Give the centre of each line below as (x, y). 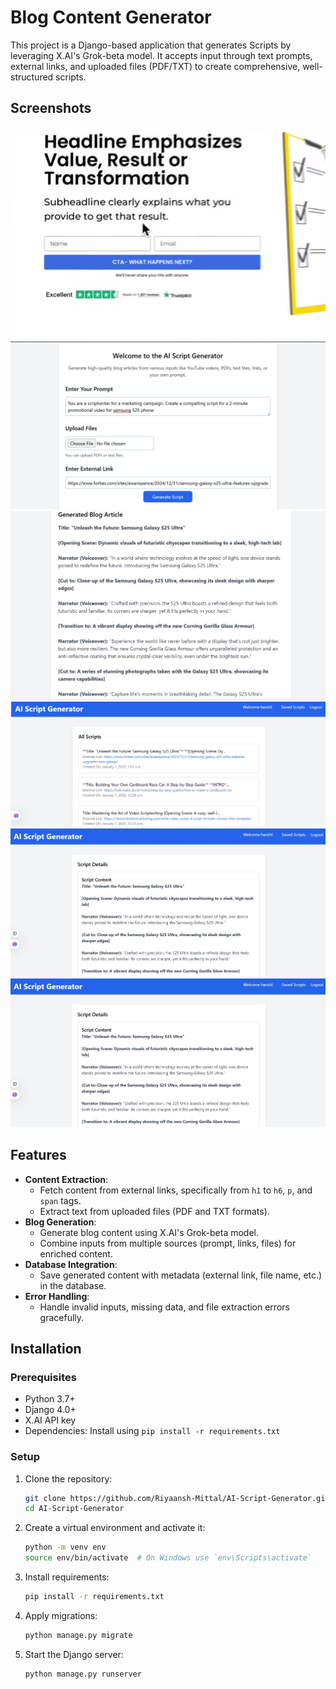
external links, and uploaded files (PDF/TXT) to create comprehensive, (155, 66)
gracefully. (62, 1317)
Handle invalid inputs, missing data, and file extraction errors (164, 1307)
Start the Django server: (74, 1654)
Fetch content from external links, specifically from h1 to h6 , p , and (176, 1190)
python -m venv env (65, 1547)
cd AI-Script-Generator (74, 1509)
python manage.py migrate (78, 1635)
